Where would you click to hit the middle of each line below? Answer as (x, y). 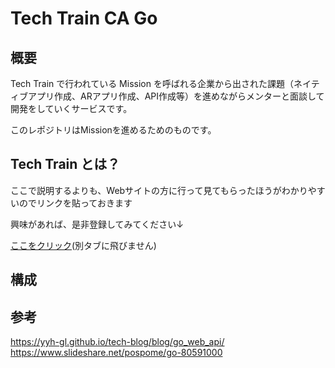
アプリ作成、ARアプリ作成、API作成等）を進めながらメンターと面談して (176, 96)
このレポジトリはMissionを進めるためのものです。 (113, 130)
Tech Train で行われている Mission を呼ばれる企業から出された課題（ (152, 83)
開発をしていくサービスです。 (71, 108)
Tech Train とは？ (65, 164)
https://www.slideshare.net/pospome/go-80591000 (116, 353)
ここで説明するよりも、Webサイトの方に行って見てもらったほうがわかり (159, 190)
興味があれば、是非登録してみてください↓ (97, 224)
